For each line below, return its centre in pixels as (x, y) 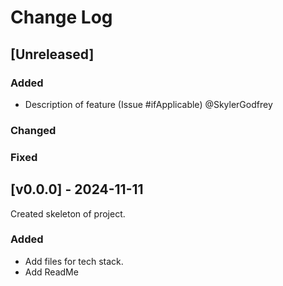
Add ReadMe (51, 272)
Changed (33, 130)
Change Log (61, 17)
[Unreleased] (52, 54)
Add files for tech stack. (74, 261)
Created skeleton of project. (68, 213)
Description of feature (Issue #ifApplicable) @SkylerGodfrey (148, 104)
